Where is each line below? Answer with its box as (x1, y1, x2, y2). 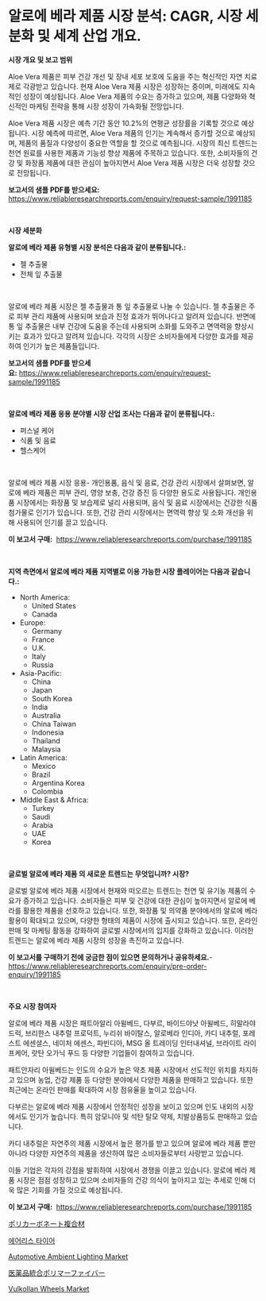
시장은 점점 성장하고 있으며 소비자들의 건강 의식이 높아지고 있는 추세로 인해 (16, 1175, 248, 1184)
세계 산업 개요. (52, 27, 141, 45)
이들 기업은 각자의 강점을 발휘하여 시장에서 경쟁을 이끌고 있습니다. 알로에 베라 (8, 1165, 248, 1175)
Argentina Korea (31, 778, 85, 787)
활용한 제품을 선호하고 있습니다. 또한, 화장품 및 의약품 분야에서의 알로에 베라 (22, 905, 258, 915)
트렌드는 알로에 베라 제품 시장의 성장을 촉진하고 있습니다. (8, 935, 184, 945)
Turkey (31, 803, 55, 813)
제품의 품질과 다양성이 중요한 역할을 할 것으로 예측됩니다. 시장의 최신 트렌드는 (18, 138, 258, 148)
